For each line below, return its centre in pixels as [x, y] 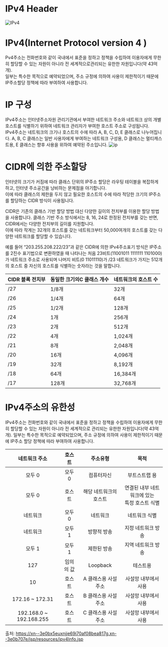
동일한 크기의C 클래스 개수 [79, 279]
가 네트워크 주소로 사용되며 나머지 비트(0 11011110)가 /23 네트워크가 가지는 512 [82, 260]
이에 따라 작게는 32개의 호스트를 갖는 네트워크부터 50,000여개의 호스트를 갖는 [81, 230]
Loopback [100, 565]
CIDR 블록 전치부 [27, 279]
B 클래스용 [95, 595]
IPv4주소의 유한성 [40, 407]
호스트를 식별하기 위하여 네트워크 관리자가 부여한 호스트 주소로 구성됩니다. [77, 125]
